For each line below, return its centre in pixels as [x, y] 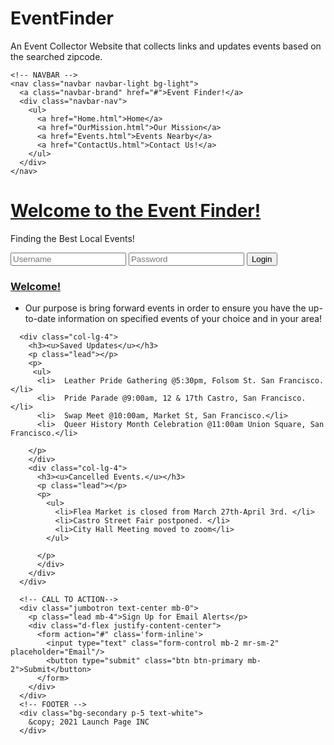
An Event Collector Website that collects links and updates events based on [166, 46]
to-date [40, 319]
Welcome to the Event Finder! [136, 211]
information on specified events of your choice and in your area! [190, 319]
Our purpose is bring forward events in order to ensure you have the [165, 308]
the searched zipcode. [56, 56]
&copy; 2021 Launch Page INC [89, 722]
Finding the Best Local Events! [72, 238]
